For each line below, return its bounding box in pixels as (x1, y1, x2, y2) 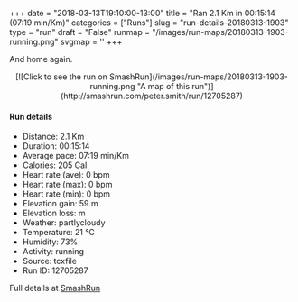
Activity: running (22, 246, 84, 257)
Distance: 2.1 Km (22, 131, 85, 142)
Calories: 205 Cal (22, 160, 88, 170)
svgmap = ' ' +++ (60, 36, 123, 47)
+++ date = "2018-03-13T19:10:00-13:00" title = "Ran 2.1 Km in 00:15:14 (9, 8, 275, 18)
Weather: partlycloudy (22, 217, 106, 228)
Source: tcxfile (22, 256, 77, 267)
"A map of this (136, 81, 191, 91)
